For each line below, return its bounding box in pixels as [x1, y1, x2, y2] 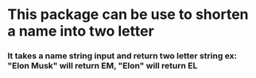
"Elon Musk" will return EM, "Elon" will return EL [7, 61, 198, 72]
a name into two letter [7, 22, 154, 40]
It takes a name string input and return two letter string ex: [7, 50, 238, 61]
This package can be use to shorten [7, 6, 249, 24]
